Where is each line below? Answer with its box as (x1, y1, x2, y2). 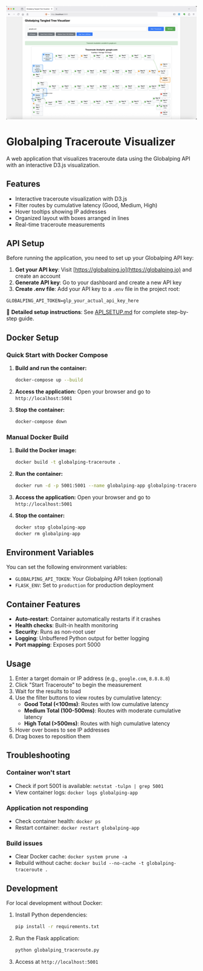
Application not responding (6, 804, 89, 812)
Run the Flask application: (14, 934, 80, 942)
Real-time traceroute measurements (14, 221, 105, 228)
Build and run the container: (14, 364, 87, 372)
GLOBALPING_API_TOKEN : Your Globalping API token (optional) (14, 575, 163, 582)
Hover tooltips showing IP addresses (14, 208, 107, 215)
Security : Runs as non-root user (14, 628, 96, 636)
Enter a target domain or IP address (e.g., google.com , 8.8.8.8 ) (14, 675, 170, 682)
